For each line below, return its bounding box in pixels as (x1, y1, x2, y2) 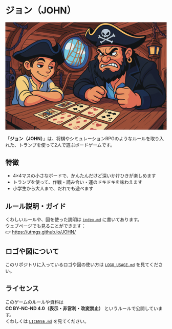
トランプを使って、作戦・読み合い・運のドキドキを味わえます (12, 179, 142, 185)
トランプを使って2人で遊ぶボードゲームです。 (18, 142, 115, 148)
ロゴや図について (5, 247, 59, 256)
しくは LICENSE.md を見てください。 (14, 318, 90, 324)
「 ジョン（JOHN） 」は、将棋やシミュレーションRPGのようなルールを (5, 135, 150, 141)
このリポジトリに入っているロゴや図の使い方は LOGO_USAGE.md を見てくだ (5, 261, 159, 268)
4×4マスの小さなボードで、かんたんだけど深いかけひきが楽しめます (12, 172, 156, 179)
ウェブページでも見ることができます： (5, 223, 86, 229)
